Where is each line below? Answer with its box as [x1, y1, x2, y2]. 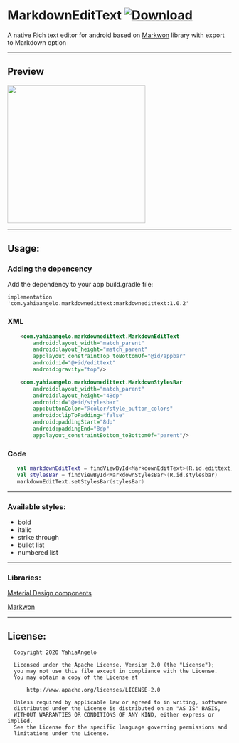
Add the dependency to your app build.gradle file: [7, 280, 154, 289]
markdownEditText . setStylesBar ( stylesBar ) [16, 478, 144, 485]
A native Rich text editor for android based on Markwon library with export [7, 31, 225, 39]
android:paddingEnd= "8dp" [33, 425, 110, 433]
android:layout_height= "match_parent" [33, 346, 148, 353]
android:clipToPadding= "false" [33, 412, 126, 419]
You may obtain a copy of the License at [14, 674, 139, 681]
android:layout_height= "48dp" [33, 392, 122, 399]
